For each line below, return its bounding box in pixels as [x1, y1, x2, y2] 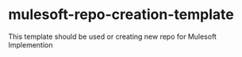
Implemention [8, 40, 53, 49]
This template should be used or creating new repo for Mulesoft [8, 32, 217, 41]
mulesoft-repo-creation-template [8, 6, 234, 24]
